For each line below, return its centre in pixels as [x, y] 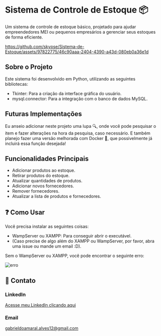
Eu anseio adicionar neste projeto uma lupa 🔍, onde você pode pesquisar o [80, 126]
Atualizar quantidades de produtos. [47, 181]
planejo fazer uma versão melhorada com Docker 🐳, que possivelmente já [79, 138]
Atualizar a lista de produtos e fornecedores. [56, 197]
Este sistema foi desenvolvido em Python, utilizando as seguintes [70, 79]
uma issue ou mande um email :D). [47, 246]
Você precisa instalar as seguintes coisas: [47, 227]
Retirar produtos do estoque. [41, 176]
